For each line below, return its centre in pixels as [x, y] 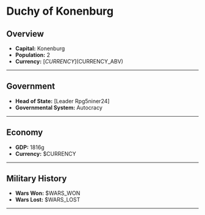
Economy [25, 133]
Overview [25, 34]
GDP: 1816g [30, 147]
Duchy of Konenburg [60, 11]
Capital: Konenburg [40, 48]
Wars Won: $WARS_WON [48, 193]
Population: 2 [33, 55]
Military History [37, 179]
